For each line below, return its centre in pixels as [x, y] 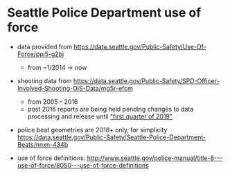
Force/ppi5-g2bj [41, 54]
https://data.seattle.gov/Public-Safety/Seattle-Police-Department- [112, 137]
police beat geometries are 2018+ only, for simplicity [92, 130]
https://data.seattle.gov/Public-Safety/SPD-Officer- [146, 80]
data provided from [45, 46]
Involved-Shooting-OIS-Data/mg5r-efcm [75, 88]
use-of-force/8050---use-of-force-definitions [83, 165]
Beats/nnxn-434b [43, 144]
